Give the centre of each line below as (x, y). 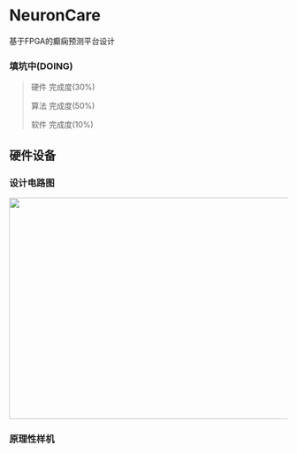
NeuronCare (55, 15)
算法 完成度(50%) (63, 106)
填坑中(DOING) (41, 65)
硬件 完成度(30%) (63, 87)
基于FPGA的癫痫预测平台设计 (62, 41)
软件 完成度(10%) (62, 125)
